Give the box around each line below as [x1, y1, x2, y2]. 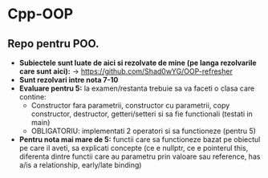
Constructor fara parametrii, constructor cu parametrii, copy [30, 101, 230, 110]
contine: [18, 92, 47, 101]
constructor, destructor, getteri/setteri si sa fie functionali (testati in [30, 109, 254, 119]
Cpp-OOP [7, 5, 74, 23]
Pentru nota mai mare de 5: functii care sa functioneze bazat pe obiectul [18, 135, 261, 144]
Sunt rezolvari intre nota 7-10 [18, 75, 119, 84]
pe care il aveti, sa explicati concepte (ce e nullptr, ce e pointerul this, [18, 144, 249, 152]
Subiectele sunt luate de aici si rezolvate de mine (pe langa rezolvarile [18, 58, 258, 67]
